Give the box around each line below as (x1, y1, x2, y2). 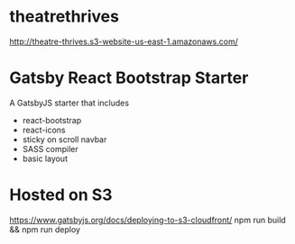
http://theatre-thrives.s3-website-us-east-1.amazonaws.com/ (9, 36, 239, 47)
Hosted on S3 (9, 185, 113, 205)
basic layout (22, 153, 68, 164)
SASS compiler (22, 143, 78, 154)
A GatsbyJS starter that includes (9, 97, 129, 108)
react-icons (22, 124, 66, 135)
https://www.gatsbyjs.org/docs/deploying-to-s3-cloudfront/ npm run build (9, 214, 286, 225)
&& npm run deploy (9, 223, 81, 235)
